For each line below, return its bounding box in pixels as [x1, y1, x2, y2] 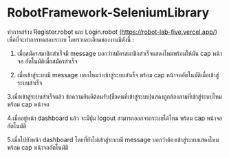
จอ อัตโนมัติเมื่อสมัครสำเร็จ [17, 57, 78, 65]
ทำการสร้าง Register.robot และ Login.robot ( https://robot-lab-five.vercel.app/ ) [7, 28, 218, 36]
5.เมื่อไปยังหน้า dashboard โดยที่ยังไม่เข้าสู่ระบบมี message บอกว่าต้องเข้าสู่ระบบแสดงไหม [7, 135, 219, 144]
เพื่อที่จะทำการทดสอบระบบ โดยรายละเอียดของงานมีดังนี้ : [7, 35, 135, 43]
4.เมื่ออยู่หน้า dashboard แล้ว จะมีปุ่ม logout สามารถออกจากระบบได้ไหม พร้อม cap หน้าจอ [7, 114, 222, 122]
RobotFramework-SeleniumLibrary [7, 5, 210, 21]
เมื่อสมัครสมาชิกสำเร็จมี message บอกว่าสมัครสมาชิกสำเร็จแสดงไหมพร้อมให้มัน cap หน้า [17, 49, 222, 57]
